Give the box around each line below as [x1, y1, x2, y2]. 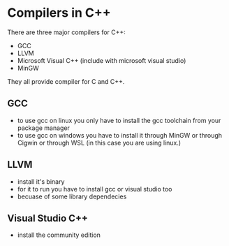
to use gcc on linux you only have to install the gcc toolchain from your [17, 116, 221, 124]
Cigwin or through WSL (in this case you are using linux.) [17, 138, 182, 147]
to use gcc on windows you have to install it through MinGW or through [17, 131, 222, 139]
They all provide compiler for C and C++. [7, 77, 125, 85]
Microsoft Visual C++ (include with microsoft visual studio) [17, 56, 186, 64]
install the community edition [17, 231, 101, 239]
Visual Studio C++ [7, 212, 89, 224]
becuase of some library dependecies [17, 192, 127, 201]
